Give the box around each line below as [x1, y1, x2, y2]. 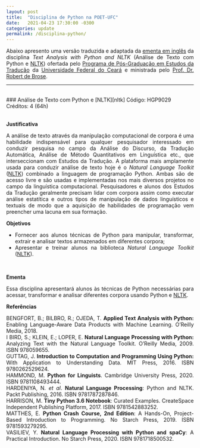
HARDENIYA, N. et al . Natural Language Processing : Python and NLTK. [6, 385, 194, 392]
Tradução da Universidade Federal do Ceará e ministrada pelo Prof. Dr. [6, 66, 195, 73]
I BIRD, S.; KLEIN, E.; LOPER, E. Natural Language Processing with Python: [6, 334, 194, 341]
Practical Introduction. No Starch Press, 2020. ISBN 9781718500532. [6, 435, 174, 443]
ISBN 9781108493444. [6, 378, 61, 385]
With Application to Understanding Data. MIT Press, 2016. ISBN [6, 359, 194, 366]
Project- [174, 410, 194, 417]
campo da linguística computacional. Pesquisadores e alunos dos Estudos [6, 183, 194, 190]
